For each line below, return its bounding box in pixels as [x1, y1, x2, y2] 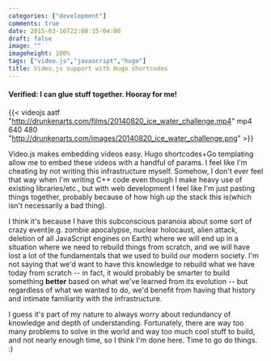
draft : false [8, 34, 53, 43]
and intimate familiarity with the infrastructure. [8, 293, 163, 304]
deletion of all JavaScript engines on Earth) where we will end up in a [8, 233, 239, 243]
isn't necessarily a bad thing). [8, 200, 108, 210]
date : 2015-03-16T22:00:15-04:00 [8, 27, 121, 35]
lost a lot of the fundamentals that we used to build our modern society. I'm [8, 250, 259, 260]
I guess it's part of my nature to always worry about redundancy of [8, 309, 231, 319]
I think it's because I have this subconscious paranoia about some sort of [8, 216, 252, 226]
